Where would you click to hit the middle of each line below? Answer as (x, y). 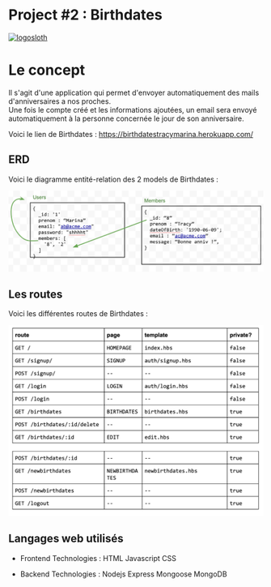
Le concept (47, 70)
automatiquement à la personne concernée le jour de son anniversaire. (126, 118)
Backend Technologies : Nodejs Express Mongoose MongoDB (124, 574)
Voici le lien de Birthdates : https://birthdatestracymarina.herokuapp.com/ (131, 134)
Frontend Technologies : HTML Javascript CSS (98, 558)
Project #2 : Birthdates (86, 15)
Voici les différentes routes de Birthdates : (78, 314)
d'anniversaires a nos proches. (60, 101)
